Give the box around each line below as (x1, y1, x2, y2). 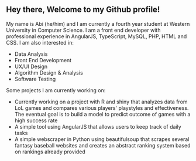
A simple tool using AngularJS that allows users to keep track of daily (14, 123, 181, 130)
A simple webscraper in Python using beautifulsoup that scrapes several (14, 135, 190, 143)
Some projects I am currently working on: (6, 86, 106, 93)
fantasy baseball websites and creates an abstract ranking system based (14, 142, 191, 149)
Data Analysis (14, 50, 48, 58)
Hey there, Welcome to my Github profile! (6, 5, 160, 15)
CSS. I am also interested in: (6, 39, 74, 46)
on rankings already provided (14, 148, 86, 155)
